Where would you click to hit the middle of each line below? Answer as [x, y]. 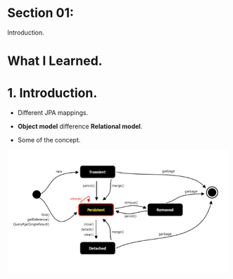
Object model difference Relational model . [80, 126]
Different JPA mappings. [53, 113]
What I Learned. [55, 61]
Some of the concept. [49, 140]
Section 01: [40, 13]
